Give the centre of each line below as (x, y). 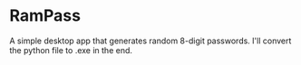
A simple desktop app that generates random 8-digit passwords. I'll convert (150, 41)
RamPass (45, 16)
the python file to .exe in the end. (71, 50)
